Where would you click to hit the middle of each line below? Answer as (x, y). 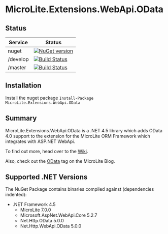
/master (17, 67)
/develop (18, 59)
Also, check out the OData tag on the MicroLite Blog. (60, 161)
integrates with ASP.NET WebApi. (40, 141)
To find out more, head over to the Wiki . (47, 151)
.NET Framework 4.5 (34, 204)
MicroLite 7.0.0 (36, 210)
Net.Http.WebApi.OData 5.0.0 (51, 226)
